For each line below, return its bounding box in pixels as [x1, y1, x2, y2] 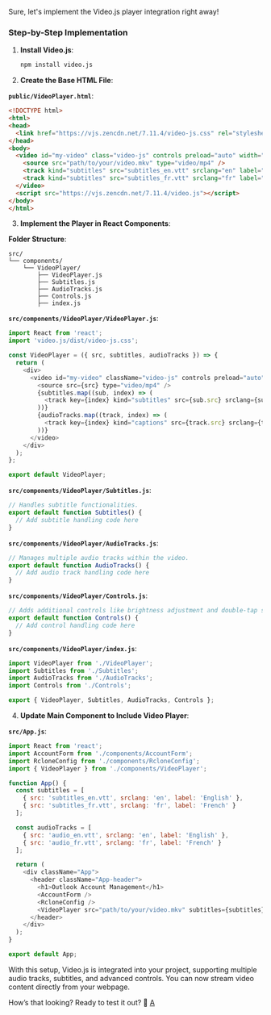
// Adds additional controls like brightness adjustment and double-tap [8, 607, 258, 615]
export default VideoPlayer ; [8, 471, 106, 479]
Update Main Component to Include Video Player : [19, 711, 190, 721]
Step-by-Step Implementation [8, 27, 128, 38]
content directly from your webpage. [8, 982, 131, 992]
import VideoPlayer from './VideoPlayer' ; [8, 659, 153, 667]
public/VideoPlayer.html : [8, 91, 94, 101]
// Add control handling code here [15, 621, 135, 629]
